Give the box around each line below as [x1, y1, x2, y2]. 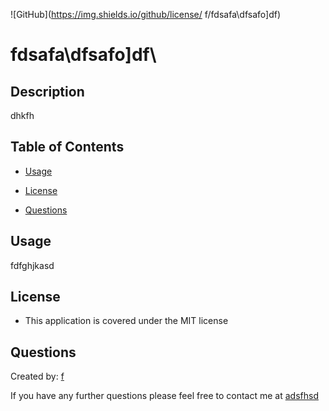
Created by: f [10, 370, 65, 383]
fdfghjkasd [10, 259, 55, 271]
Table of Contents [10, 139, 125, 156]
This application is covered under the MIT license [24, 315, 229, 327]
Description [10, 83, 85, 100]
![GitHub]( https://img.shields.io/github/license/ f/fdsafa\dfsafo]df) [10, 9, 281, 20]
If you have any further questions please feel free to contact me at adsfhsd [10, 390, 319, 402]
